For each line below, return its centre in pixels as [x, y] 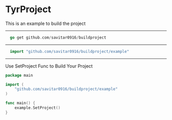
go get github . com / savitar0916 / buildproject [58, 37]
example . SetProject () [37, 108]
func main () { [20, 103]
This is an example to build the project [46, 23]
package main [19, 75]
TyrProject [28, 9]
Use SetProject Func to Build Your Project [49, 66]
